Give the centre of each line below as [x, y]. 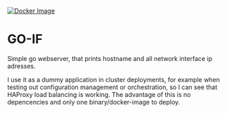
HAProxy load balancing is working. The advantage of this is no [99, 94]
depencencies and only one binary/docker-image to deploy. [94, 102]
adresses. [21, 66]
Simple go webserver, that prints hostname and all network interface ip [110, 58]
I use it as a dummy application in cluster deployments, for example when [113, 79]
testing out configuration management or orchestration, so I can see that [112, 87]
